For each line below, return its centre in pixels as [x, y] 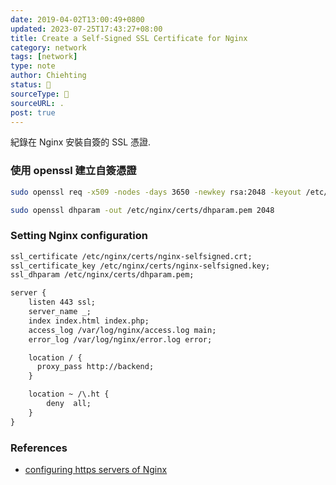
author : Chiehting [48, 76]
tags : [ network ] [44, 57]
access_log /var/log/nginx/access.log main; [122, 330]
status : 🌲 [31, 85]
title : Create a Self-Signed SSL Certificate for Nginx [129, 38]
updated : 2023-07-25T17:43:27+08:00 [86, 29]
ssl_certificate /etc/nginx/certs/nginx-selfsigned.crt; [131, 256]
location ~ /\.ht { [69, 394]
